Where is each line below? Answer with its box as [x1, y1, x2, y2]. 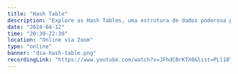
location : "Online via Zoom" [7, 37, 93, 44]
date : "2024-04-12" [7, 23, 65, 30]
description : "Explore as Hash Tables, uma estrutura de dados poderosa [7, 17, 227, 24]
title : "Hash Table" [7, 10, 69, 18]
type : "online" [7, 43, 52, 50]
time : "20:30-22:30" [7, 30, 69, 37]
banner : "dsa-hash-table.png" [7, 50, 97, 57]
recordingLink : [7, 56, 52, 63]
